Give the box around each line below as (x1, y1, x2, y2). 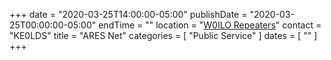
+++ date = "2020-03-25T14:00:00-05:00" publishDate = (9, 9, 248, 20)
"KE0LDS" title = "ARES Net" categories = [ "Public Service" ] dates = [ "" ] (9, 30, 318, 41)
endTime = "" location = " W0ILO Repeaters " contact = (98, 19, 322, 31)
